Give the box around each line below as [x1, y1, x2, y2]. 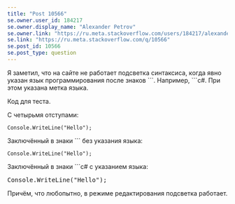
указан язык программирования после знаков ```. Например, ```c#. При [7, 76, 220, 84]
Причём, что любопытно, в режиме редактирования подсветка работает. [7, 189, 228, 197]
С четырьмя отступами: [7, 110, 79, 119]
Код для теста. [7, 97, 51, 105]
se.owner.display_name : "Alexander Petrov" [7, 23, 136, 30]
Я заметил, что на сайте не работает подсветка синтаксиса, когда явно [7, 68, 222, 77]
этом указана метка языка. [7, 83, 89, 92]
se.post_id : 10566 [7, 43, 61, 50]
